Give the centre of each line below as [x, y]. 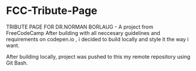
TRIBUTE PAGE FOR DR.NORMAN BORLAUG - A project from [80, 27]
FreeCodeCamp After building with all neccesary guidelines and [83, 33]
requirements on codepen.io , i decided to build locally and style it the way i [97, 39]
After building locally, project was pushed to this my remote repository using [98, 56]
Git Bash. [17, 63]
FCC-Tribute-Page [52, 11]
